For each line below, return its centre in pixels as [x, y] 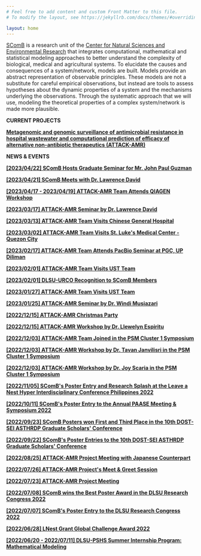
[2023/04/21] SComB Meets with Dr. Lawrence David [73, 180]
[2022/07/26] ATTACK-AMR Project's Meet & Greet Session [82, 470]
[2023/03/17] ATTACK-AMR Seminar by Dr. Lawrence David [82, 209]
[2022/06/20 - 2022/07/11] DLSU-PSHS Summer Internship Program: [94, 540]
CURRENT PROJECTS [33, 121]
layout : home [22, 28]
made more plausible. [33, 109]
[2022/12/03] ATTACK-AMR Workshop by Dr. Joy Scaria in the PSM [92, 368]
